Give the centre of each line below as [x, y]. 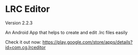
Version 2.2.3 [19, 23]
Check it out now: [23, 42]
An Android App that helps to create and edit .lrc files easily [66, 32]
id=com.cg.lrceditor [25, 47]
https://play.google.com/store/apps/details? [87, 42]
